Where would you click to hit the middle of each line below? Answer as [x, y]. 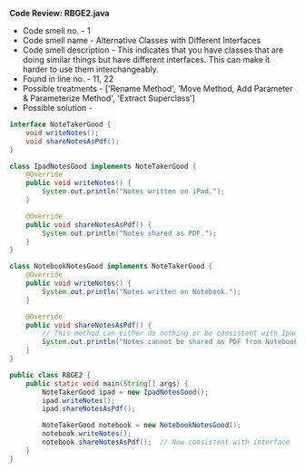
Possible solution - [57, 108]
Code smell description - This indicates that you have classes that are [153, 50]
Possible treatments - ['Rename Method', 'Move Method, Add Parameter [157, 88]
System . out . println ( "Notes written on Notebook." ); [142, 291]
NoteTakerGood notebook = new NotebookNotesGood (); [142, 426]
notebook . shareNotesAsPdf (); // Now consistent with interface [166, 442]
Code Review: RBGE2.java [59, 13]
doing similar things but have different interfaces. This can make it [146, 59]
